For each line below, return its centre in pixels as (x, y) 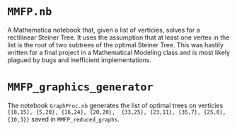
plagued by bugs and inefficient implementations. (80, 60)
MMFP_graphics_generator (80, 87)
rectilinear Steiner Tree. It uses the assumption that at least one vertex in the (118, 37)
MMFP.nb (30, 12)
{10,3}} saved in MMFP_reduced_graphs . (64, 119)
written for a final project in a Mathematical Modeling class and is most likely (119, 52)
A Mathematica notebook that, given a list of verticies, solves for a (104, 30)
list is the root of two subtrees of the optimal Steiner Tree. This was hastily (116, 45)
